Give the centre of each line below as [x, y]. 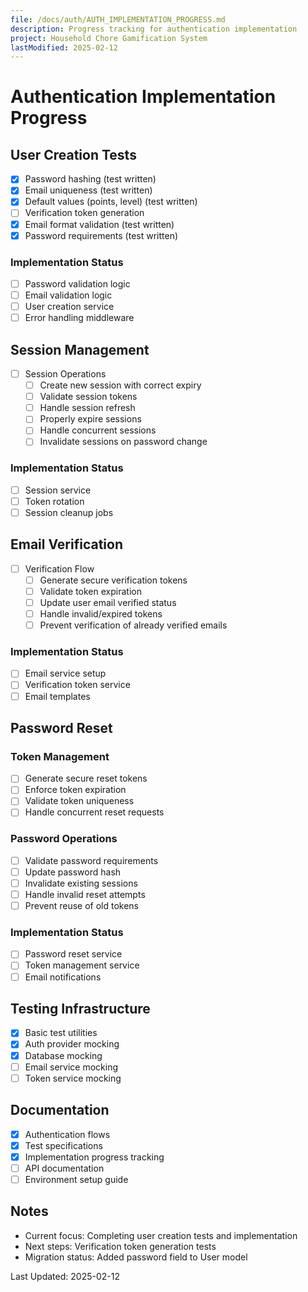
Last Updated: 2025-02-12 [65, 1276]
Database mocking [63, 1055]
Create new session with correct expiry [120, 385]
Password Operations [64, 839]
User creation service [69, 307]
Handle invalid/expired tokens [101, 613]
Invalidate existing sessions [81, 883]
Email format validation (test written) [99, 224]
